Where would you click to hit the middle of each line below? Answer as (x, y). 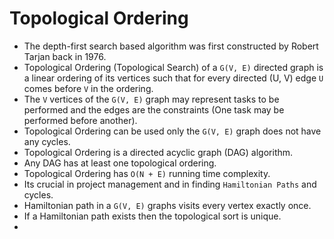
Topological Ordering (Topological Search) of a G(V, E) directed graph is (173, 67)
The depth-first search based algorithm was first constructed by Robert (171, 46)
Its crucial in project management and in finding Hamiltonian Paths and (170, 184)
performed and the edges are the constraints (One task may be (154, 109)
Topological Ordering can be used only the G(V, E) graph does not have (172, 131)
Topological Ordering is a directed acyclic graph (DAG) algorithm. (158, 152)
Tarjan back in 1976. (65, 56)
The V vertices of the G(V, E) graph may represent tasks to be (151, 99)
